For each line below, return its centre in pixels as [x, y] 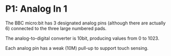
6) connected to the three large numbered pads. [56, 28]
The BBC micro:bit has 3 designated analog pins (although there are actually [86, 23]
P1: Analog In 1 [36, 9]
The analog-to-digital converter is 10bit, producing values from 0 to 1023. [82, 38]
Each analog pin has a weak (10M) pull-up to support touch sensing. [77, 48]
